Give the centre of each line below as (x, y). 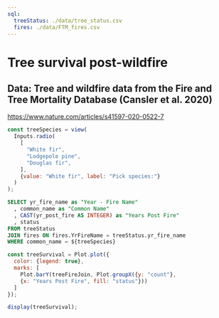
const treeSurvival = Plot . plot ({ (59, 255)
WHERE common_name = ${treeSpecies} (62, 242)
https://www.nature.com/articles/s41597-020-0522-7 (86, 117)
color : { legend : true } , (49, 261)
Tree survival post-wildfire (88, 62)
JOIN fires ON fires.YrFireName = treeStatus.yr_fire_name (97, 235)
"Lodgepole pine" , (53, 156)
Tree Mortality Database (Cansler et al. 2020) (110, 99)
